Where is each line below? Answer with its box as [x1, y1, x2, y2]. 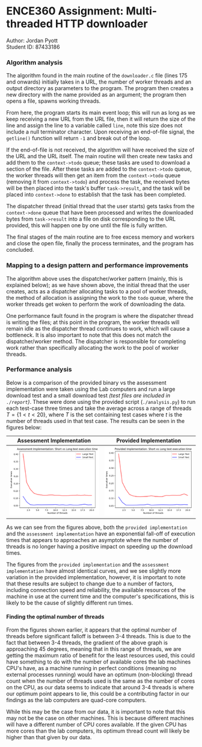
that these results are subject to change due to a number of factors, [6, 580, 174, 587]
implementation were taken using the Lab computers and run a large [6, 385, 176, 392]
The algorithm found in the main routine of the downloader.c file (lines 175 [6, 72, 188, 79]
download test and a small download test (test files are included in [6, 392, 170, 399]
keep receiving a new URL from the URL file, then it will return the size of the [6, 115, 196, 123]
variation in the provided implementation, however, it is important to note [6, 573, 186, 581]
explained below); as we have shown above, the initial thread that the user [6, 281, 190, 288]
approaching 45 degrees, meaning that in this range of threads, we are [6, 645, 182, 653]
